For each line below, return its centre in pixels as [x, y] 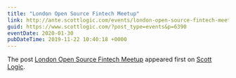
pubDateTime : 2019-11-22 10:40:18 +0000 [67, 40]
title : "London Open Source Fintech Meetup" [73, 14]
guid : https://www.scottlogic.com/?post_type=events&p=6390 [97, 26]
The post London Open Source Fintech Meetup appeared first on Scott [110, 59]
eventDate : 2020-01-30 [40, 33]
